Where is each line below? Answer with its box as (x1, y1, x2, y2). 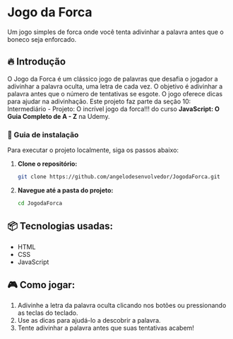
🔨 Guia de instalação (7, 130, 79, 139)
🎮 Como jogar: (7, 279, 76, 291)
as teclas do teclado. (17, 309, 78, 317)
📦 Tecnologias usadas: (7, 220, 113, 232)
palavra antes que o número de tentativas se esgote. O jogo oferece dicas (7, 89, 223, 98)
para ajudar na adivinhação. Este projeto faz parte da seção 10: (7, 97, 191, 105)
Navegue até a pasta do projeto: (17, 185, 114, 195)
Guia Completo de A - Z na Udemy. (7, 112, 110, 120)
